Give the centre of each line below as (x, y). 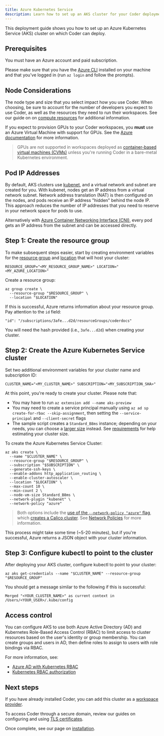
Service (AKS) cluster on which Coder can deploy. (55, 33)
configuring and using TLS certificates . (44, 719)
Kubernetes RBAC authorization (44, 672)
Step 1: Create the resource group (57, 241)
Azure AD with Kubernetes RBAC (45, 667)
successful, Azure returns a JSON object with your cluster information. (76, 537)
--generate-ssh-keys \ (32, 469)
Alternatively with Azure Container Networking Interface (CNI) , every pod (79, 220)
